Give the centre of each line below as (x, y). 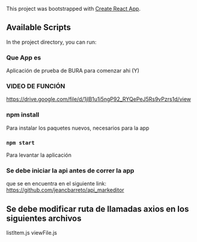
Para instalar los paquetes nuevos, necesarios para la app (78, 128)
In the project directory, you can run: (51, 42)
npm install (23, 115)
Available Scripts (38, 27)
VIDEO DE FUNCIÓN (36, 86)
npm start (20, 143)
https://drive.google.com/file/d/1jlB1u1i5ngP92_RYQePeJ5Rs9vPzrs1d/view (98, 99)
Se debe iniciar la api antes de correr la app (70, 171)
